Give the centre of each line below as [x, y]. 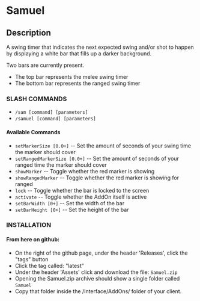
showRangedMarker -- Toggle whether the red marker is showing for [97, 178]
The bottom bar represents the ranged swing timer [77, 83]
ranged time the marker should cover [61, 165]
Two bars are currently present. [45, 65]
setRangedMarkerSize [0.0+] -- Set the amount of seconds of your [97, 158]
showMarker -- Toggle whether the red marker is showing [85, 171]
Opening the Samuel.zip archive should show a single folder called [97, 278]
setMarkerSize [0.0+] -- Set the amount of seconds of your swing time [103, 146]
